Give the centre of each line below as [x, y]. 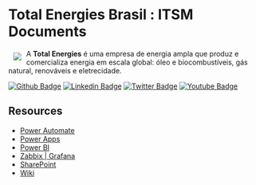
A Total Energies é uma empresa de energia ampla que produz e [133, 53]
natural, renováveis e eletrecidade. [65, 70]
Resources [35, 111]
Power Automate [47, 130]
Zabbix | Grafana [47, 155]
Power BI [35, 147]
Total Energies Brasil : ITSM [101, 15]
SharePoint [38, 164]
